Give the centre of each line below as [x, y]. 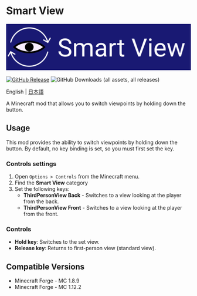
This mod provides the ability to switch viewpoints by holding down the [92, 142]
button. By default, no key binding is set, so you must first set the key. [90, 149]
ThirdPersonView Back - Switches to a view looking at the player [102, 196]
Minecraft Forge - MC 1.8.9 [47, 281]
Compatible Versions [45, 266]
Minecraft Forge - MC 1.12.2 [48, 287]
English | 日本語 [25, 92]
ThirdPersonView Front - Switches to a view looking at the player [103, 208]
